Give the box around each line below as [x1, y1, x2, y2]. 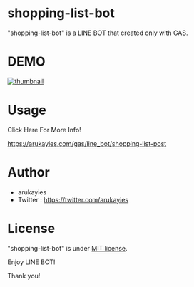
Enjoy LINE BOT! [7, 258, 56, 266]
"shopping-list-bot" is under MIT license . [7, 244, 128, 252]
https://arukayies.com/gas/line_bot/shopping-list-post [7, 139, 167, 147]
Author [7, 165, 50, 180]
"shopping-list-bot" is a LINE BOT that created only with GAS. [7, 28, 188, 37]
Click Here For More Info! [7, 125, 82, 134]
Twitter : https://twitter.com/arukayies [17, 195, 129, 204]
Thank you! [7, 271, 41, 280]
